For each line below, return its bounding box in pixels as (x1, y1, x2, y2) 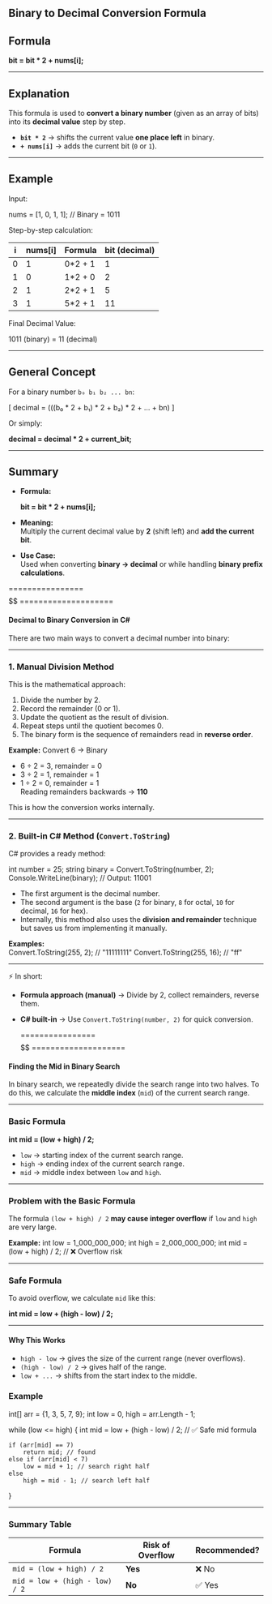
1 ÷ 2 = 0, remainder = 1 (19, 778, 100, 787)
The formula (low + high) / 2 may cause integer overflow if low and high (8, 1214, 257, 1224)
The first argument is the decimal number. (19, 889, 160, 898)
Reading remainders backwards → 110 (19, 787, 148, 796)
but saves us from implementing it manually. (19, 924, 168, 933)
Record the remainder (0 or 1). (19, 703, 121, 713)
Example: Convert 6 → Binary (8, 745, 108, 755)
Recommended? (195, 1545, 260, 1556)
